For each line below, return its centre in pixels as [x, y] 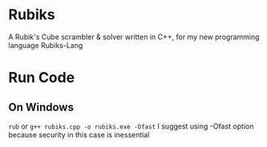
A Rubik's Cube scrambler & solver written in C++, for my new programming [134, 37]
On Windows [41, 107]
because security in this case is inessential [79, 134]
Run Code [42, 78]
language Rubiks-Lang [46, 45]
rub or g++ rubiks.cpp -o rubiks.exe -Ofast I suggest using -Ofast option [131, 126]
